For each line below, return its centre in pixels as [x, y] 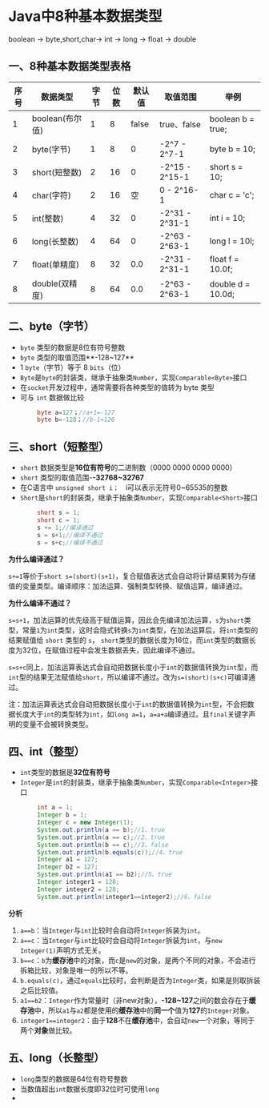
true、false [180, 124]
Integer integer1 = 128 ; [78, 882]
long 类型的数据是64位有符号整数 [74, 1078]
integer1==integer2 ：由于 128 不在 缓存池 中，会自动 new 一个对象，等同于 [137, 1020]
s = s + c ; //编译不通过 [70, 542]
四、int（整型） [47, 751]
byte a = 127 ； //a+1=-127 [76, 412]
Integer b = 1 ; [62, 815]
